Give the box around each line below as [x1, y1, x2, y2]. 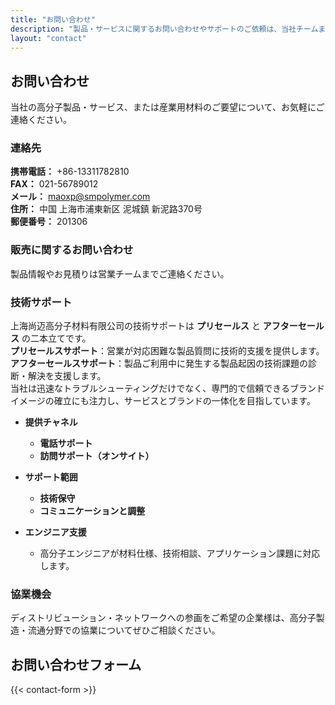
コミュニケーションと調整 [39, 505, 146, 517]
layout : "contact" [10, 33, 87, 43]
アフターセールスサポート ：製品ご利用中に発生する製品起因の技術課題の [10, 357, 308, 370]
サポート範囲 [24, 471, 78, 483]
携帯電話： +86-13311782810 [10, 166, 130, 178]
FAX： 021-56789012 [10, 178, 99, 190]
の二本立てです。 [21, 332, 92, 345]
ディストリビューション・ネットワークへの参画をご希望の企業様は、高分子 [10, 612, 317, 624]
